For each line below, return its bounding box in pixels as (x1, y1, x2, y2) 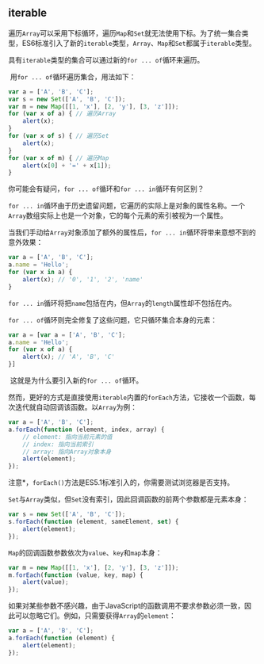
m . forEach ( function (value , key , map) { (8, 571, 144, 579)
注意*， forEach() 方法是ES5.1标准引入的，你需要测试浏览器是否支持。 (8, 478, 235, 487)
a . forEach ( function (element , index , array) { (8, 425, 165, 433)
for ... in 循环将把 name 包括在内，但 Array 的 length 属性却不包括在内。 (8, 298, 236, 307)
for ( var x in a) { (8, 269, 73, 277)
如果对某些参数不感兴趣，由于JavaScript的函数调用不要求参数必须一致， (8, 601, 245, 611)
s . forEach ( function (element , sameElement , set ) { (8, 518, 179, 526)
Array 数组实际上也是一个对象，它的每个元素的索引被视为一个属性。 (8, 211, 228, 220)
